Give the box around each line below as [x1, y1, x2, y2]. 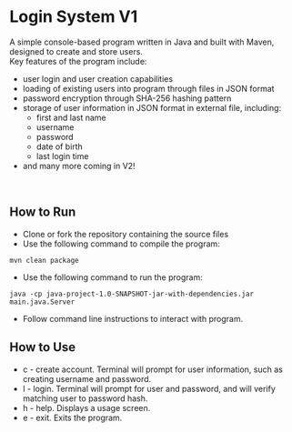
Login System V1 [9, 6, 138, 27]
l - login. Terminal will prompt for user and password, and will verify [22, 383, 276, 394]
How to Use [9, 339, 76, 356]
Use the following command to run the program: [22, 271, 203, 283]
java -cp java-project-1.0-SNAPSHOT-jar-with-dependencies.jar [9, 289, 255, 298]
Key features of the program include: [9, 55, 147, 66]
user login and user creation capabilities [22, 73, 174, 84]
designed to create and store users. [9, 45, 144, 56]
